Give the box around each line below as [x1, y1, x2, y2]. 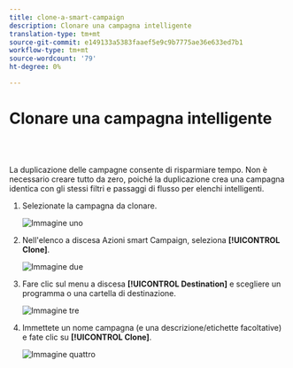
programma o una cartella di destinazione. [21, 287, 177, 298]
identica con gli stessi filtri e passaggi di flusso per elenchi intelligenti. [9, 183, 265, 193]
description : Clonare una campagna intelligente [9, 21, 192, 30]
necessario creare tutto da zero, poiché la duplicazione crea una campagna [9, 174, 285, 184]
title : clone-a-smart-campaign [9, 12, 125, 22]
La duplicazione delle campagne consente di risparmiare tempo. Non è [9, 164, 268, 175]
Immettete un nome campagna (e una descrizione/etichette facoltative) [21, 322, 281, 333]
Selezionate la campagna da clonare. [21, 200, 158, 211]
